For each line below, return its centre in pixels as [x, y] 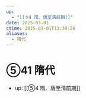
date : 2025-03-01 [28, 23]
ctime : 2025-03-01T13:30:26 [41, 28]
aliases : [17, 34]
